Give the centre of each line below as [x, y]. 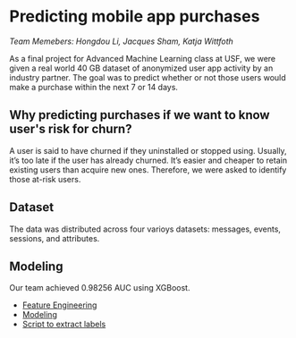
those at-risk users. [45, 179]
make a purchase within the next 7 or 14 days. [94, 87]
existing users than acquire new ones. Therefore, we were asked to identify [148, 169]
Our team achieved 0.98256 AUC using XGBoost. [100, 288]
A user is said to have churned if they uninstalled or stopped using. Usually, [148, 150]
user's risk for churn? [71, 129]
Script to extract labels [64, 325]
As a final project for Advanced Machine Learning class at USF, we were [143, 58]
